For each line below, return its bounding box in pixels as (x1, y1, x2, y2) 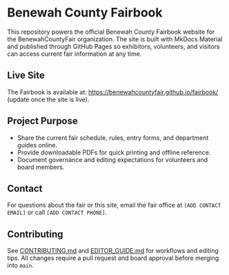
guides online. (17, 141, 58, 149)
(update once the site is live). (7, 95, 90, 103)
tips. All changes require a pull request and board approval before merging (7, 254, 219, 263)
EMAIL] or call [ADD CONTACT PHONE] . (7, 208, 108, 216)
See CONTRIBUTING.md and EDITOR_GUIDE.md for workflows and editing (7, 247, 219, 255)
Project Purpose (7, 115, 78, 127)
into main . (7, 261, 34, 269)
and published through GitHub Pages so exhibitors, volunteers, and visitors (7, 42, 220, 50)
